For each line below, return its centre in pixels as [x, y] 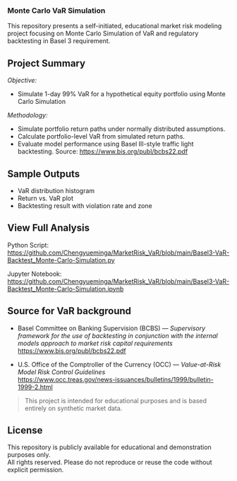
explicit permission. [36, 470]
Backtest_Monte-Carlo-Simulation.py [61, 260]
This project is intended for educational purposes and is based [115, 400]
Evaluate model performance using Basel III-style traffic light [105, 144]
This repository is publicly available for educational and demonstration [109, 447]
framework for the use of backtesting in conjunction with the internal [117, 335]
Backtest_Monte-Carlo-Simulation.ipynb [66, 289]
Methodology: [28, 115]
